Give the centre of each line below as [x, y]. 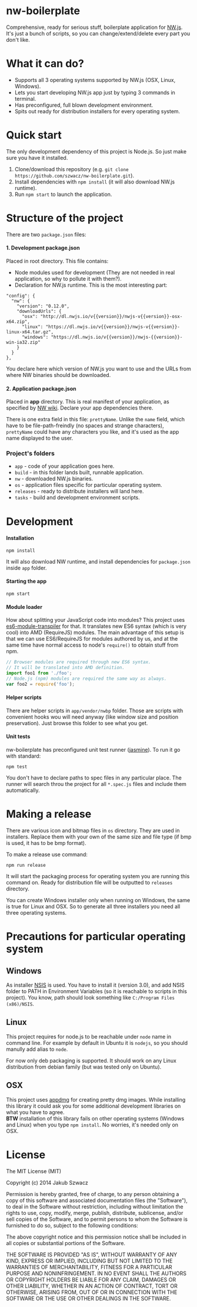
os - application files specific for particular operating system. [88, 485]
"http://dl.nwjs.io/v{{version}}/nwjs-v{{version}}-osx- [111, 316]
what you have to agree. [35, 1112]
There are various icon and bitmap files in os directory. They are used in [93, 830]
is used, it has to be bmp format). [46, 843]
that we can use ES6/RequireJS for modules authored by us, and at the [92, 639]
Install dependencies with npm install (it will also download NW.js [95, 182]
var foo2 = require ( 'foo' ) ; [41, 684]
